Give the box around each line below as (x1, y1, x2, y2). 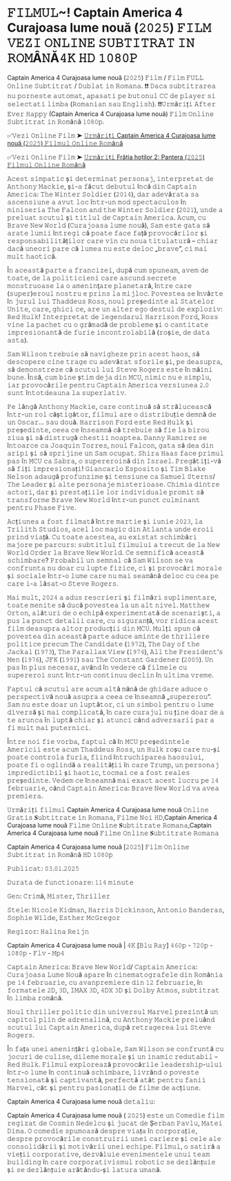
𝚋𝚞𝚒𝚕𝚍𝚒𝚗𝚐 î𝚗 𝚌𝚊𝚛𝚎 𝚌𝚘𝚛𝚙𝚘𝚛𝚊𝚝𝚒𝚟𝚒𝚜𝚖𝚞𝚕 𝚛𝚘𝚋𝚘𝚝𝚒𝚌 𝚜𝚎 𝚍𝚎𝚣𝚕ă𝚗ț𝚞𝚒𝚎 (7, 1158, 216, 1166)
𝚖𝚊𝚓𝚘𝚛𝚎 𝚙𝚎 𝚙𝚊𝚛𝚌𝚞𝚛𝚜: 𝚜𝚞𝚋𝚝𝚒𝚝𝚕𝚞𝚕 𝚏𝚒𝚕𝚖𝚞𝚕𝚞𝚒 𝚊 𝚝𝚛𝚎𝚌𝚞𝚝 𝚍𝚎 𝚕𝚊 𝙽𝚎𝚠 (7, 540, 221, 548)
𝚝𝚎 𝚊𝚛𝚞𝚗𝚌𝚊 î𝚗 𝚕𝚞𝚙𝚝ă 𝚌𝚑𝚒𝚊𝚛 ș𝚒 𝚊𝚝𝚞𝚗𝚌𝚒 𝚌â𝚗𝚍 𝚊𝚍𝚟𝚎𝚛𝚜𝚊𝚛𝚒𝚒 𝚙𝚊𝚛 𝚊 (7, 716, 215, 724)
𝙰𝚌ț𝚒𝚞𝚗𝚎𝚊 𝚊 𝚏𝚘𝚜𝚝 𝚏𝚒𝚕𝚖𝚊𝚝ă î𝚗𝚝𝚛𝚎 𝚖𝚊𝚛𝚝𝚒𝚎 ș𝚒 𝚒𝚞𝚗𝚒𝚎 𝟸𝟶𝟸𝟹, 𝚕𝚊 (7, 517, 203, 526)
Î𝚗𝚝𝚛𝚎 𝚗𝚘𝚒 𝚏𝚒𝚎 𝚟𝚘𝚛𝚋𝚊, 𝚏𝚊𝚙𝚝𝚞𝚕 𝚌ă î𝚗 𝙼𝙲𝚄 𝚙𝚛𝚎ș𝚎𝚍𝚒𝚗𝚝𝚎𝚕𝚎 (7, 737, 190, 745)
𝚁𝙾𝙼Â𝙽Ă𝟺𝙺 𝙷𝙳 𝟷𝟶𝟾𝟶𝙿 (7, 50, 138, 66)
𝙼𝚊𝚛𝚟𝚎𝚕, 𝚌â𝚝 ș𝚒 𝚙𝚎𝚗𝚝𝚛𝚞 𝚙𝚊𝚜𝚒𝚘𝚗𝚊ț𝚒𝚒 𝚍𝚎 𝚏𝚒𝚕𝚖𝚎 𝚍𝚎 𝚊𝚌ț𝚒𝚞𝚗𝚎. (7, 1083, 201, 1092)
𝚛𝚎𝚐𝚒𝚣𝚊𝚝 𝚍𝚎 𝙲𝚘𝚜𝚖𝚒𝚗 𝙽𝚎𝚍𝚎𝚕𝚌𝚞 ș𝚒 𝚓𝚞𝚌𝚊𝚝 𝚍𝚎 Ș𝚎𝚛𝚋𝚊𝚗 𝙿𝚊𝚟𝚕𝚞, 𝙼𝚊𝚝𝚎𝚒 (7, 1119, 223, 1127)
